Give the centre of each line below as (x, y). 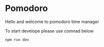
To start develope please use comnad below (49, 31)
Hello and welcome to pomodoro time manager (52, 22)
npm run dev (17, 40)
